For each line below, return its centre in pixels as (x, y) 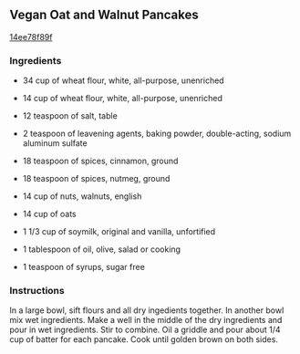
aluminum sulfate (55, 143)
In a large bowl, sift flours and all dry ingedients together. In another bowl (147, 310)
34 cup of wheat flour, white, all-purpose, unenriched (124, 80)
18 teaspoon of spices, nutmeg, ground (96, 179)
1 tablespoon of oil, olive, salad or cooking (101, 249)
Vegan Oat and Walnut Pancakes (104, 15)
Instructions (37, 291)
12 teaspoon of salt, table (70, 116)
